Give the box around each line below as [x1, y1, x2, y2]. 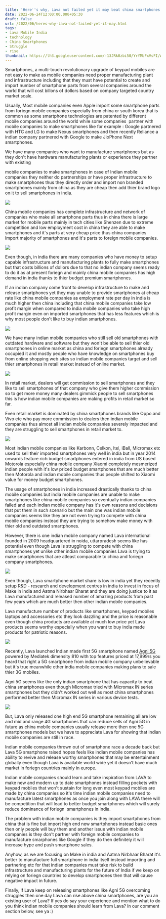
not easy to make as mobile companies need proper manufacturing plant [5, 72, 153, 78]
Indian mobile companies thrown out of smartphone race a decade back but [5, 744, 160, 750]
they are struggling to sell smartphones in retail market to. [5, 426, 123, 433]
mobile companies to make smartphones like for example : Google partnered [5, 124, 161, 130]
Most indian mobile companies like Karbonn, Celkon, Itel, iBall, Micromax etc [5, 445, 161, 451]
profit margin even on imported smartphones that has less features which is [5, 311, 160, 317]
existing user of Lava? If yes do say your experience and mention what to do [5, 898, 161, 904]
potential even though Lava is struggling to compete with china [5, 543, 133, 549]
